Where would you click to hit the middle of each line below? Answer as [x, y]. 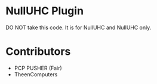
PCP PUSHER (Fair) [38, 68]
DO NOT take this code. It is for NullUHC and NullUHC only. [78, 27]
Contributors [38, 52]
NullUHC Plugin [45, 11]
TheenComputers [36, 74]
